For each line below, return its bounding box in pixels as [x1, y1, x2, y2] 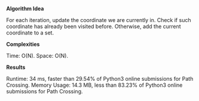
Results [6, 64, 26, 71]
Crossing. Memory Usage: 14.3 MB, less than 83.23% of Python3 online [6, 81, 183, 89]
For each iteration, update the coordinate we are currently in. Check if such [6, 17, 191, 23]
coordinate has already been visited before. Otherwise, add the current [6, 23, 181, 30]
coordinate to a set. [6, 29, 54, 36]
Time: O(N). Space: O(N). [6, 52, 69, 59]
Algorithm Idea [6, 5, 44, 12]
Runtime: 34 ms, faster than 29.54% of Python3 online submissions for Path [6, 75, 194, 82]
